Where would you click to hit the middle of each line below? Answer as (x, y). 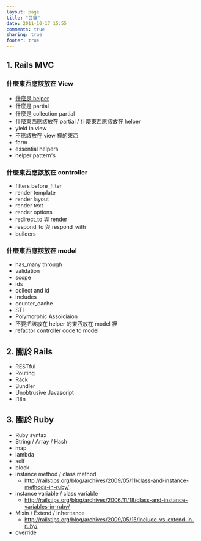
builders (25, 234)
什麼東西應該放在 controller (47, 172)
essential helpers (37, 149)
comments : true (26, 29)
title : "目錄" (24, 18)
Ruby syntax (31, 435)
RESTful (25, 367)
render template (35, 192)
